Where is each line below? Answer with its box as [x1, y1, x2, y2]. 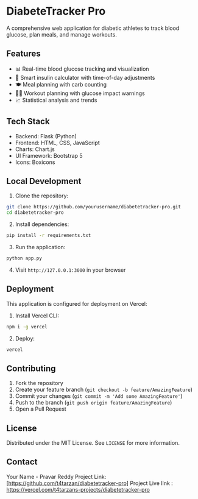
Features [6, 49, 41, 59]
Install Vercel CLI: [15, 312, 60, 319]
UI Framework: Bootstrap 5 [15, 152, 83, 159]
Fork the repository [15, 380, 64, 387]
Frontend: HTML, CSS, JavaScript [15, 139, 101, 146]
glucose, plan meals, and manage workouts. [6, 30, 117, 38]
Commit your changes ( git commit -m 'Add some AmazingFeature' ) [15, 392, 183, 400]
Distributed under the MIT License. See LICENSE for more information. [6, 439, 180, 447]
